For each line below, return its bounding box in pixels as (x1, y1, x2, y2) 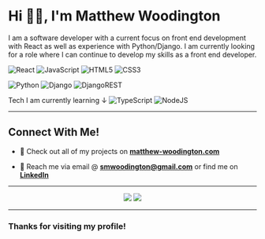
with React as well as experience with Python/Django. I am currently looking (8, 41, 255, 50)
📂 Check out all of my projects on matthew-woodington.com (19, 146, 220, 156)
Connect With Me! (8, 126, 100, 139)
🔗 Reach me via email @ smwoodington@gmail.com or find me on (19, 161, 238, 171)
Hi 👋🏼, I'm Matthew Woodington (8, 7, 221, 25)
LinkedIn (19, 170, 49, 179)
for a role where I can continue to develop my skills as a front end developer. (8, 50, 257, 59)
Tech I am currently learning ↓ (8, 95, 108, 105)
